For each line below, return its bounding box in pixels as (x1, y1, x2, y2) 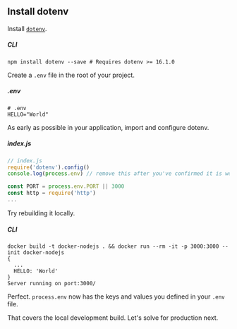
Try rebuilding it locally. (7, 208, 75, 217)
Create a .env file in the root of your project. (7, 71, 135, 79)
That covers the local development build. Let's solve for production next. (7, 313, 219, 322)
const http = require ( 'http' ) (7, 190, 97, 197)
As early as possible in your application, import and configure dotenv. (7, 123, 209, 131)
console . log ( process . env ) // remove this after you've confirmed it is (7, 170, 222, 177)
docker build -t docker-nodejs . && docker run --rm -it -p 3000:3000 (7, 243, 219, 250)
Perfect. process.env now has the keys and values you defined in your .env (7, 292, 226, 301)
